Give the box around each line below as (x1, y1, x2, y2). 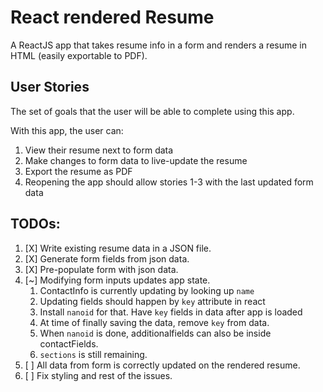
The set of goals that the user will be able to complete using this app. (10, 105, 295, 117)
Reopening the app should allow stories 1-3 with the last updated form (24, 176, 314, 188)
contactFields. (39, 337, 99, 350)
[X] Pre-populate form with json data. (24, 263, 179, 275)
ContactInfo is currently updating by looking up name (39, 284, 255, 296)
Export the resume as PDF (24, 165, 133, 177)
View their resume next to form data (24, 144, 174, 156)
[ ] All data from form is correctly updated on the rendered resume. (24, 359, 301, 371)
